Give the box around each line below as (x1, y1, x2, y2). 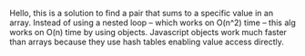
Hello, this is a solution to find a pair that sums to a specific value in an (9, 8, 274, 18)
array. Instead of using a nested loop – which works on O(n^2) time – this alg (9, 17, 296, 28)
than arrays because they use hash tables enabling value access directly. (9, 36, 285, 47)
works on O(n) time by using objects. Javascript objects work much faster (9, 27, 287, 37)
